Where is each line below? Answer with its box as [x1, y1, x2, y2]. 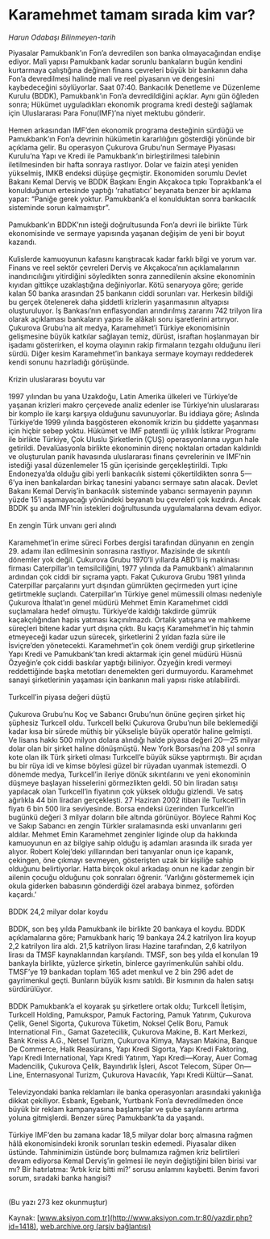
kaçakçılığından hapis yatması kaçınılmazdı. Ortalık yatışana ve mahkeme [8, 614, 251, 624]
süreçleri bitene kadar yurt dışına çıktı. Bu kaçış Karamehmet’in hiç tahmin [8, 623, 254, 633]
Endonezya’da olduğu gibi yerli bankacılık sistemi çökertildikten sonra [8, 469, 239, 478]
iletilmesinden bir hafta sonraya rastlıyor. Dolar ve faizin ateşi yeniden [8, 159, 239, 169]
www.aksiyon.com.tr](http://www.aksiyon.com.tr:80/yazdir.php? [39, 1212, 252, 1222]
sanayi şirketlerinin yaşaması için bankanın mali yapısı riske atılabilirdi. [8, 675, 240, 685]
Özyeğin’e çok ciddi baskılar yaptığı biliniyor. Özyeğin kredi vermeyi [8, 657, 232, 668]
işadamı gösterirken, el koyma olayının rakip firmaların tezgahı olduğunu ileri [8, 339, 261, 349]
